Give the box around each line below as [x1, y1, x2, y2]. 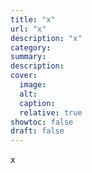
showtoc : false [10, 117, 74, 127]
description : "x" [10, 33, 83, 43]
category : [10, 42, 52, 53]
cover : [10, 71, 38, 81]
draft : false [10, 126, 65, 136]
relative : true [19, 107, 83, 118]
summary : [10, 52, 47, 62]
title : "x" [10, 14, 56, 25]
